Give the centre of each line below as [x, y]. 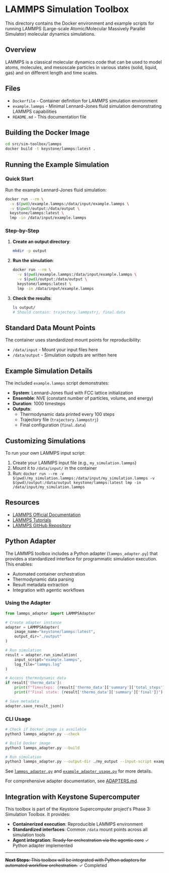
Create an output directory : [41, 242]
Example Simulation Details [49, 371]
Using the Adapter [28, 603]
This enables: [19, 564]
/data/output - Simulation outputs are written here [65, 355]
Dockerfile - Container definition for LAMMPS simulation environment [85, 101]
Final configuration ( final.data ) [53, 425]
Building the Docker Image [48, 132]
